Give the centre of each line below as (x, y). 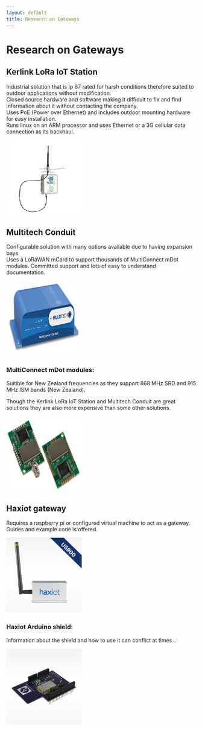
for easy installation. (31, 118)
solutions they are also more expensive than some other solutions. (88, 408)
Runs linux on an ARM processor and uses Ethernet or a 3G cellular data (96, 125)
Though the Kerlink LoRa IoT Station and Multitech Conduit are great (91, 401)
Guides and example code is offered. (52, 530)
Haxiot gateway (36, 508)
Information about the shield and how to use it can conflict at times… (91, 640)
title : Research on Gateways (43, 19)
